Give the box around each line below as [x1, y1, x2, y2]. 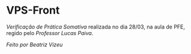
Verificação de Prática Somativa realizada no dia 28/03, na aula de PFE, [6, 23, 185, 30]
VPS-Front [6, 4, 60, 17]
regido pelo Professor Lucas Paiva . [6, 29, 94, 36]
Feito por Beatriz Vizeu [6, 41, 63, 48]
